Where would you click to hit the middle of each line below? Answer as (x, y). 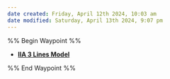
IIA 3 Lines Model (44, 54)
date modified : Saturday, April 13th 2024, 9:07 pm (85, 20)
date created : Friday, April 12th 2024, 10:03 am (82, 14)
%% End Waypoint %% (41, 68)
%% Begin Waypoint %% (44, 40)
